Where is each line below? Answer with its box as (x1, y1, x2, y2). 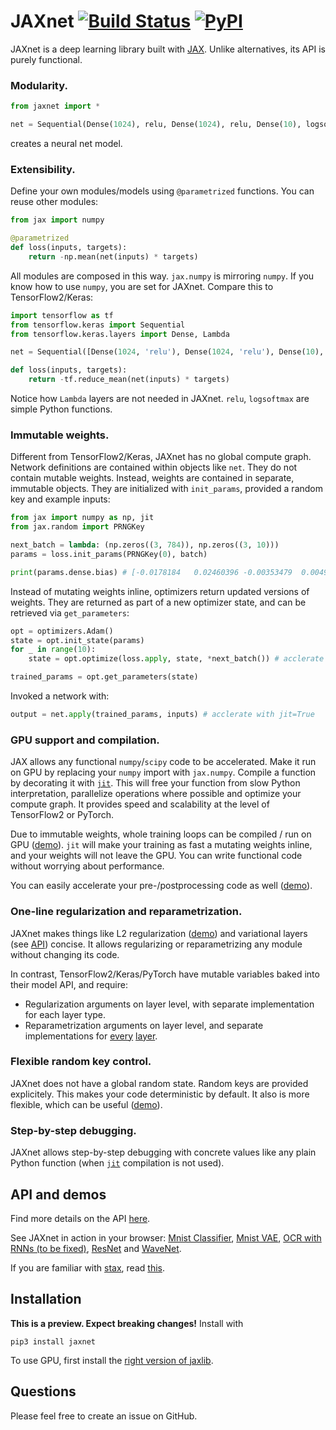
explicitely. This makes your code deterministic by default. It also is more (10, 1088, 310, 1100)
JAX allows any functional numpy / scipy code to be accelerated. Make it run (10, 756, 317, 768)
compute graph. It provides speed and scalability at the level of (10, 798, 270, 810)
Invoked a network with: (10, 690, 110, 702)
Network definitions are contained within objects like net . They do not (10, 461, 298, 474)
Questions (10, 1383, 77, 1400)
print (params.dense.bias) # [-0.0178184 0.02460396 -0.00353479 (10, 567, 293, 577)
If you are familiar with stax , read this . (10, 1261, 165, 1274)
